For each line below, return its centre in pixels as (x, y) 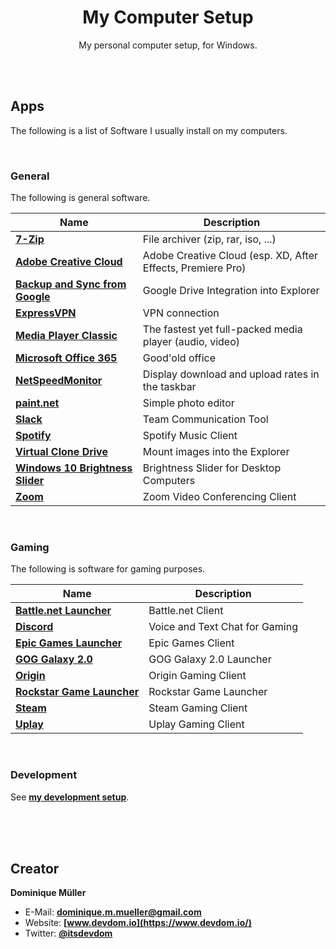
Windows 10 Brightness (74, 468)
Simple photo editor (188, 403)
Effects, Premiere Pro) (194, 268)
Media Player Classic (66, 336)
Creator (35, 869)
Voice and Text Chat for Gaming (223, 627)
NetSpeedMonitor (59, 381)
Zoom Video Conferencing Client (219, 497)
